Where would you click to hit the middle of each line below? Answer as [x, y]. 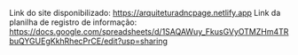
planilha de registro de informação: [73, 22]
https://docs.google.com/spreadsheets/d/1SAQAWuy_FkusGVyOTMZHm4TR [149, 31]
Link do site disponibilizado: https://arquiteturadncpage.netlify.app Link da [145, 13]
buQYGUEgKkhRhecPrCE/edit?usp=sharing [89, 41]
